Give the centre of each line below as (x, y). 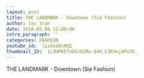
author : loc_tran (28, 23)
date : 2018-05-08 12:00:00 (41, 29)
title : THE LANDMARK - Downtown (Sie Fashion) (67, 18)
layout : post (23, 12)
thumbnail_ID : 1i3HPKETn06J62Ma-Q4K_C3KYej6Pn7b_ (72, 52)
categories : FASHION (33, 40)
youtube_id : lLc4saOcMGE (39, 46)
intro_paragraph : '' (33, 35)
